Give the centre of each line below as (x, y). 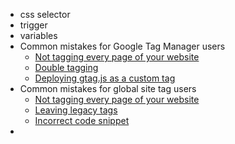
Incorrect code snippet (82, 120)
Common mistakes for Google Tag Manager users (122, 46)
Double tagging (66, 67)
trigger (33, 25)
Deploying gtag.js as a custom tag (105, 78)
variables (38, 35)
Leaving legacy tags (76, 110)
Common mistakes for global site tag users (108, 88)
